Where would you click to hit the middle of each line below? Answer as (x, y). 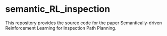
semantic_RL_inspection (58, 9)
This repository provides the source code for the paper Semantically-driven (84, 23)
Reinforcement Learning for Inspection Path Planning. (61, 28)
